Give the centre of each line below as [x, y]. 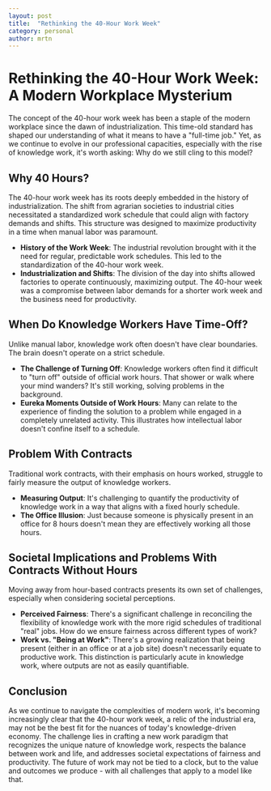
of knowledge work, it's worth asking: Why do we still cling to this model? [131, 153]
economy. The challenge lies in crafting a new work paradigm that [119, 737]
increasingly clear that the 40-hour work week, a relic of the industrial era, [132, 719]
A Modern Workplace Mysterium [121, 96]
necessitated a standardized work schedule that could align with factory [129, 215]
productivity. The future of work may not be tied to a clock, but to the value [133, 763]
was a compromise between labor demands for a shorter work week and [141, 291]
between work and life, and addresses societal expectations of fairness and [135, 754]
